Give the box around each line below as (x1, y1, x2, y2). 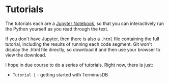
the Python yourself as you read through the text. (5, 25, 108, 32)
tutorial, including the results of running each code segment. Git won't (5, 41, 152, 47)
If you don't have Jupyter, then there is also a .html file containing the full (5, 36, 159, 42)
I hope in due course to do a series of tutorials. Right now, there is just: (5, 62, 154, 68)
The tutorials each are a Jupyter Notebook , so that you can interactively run (5, 20, 164, 26)
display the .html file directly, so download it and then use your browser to (5, 46, 160, 52)
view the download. (5, 52, 47, 58)
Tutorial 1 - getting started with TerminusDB (12, 71, 108, 77)
